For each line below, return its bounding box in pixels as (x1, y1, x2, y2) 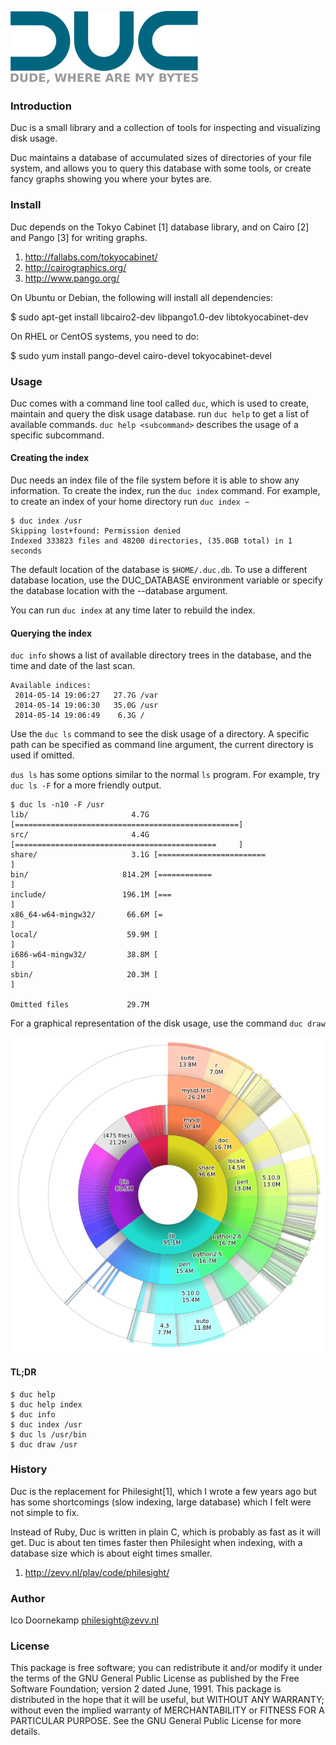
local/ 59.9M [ (10, 930, 159, 940)
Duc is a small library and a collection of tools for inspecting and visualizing (10, 122, 321, 134)
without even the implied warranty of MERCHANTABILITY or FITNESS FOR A (10, 1704, 325, 1716)
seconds (10, 546, 43, 556)
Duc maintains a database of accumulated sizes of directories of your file (10, 152, 312, 164)
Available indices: (10, 681, 92, 691)
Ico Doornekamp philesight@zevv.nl (10, 1614, 160, 1626)
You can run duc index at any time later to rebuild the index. (10, 604, 256, 616)
